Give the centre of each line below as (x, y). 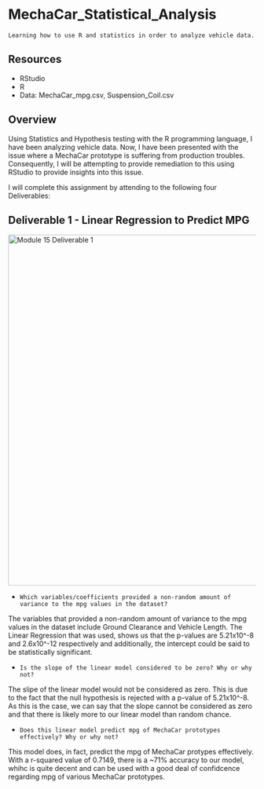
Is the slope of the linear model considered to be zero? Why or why (136, 668)
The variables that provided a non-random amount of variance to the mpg (128, 619)
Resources (35, 59)
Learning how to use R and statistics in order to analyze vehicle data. (132, 35)
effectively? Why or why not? (69, 737)
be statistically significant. (50, 652)
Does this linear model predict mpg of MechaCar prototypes (120, 731)
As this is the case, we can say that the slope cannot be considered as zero (130, 706)
